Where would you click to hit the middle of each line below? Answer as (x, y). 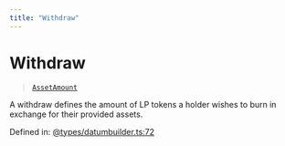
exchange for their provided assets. (76, 114)
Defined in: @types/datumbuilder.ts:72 (82, 131)
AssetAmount (54, 88)
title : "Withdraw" (44, 18)
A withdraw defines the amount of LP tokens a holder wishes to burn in (143, 104)
